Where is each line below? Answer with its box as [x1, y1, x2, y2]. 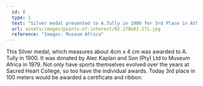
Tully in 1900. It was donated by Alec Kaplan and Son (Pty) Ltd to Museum [6, 55, 190, 62]
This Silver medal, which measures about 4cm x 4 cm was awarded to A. [6, 48, 188, 55]
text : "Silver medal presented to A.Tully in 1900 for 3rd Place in [11, 20, 188, 26]
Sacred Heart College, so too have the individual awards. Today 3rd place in [6, 67, 196, 74]
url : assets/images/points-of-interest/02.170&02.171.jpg [11, 25, 161, 32]
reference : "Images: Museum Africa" [11, 31, 104, 38]
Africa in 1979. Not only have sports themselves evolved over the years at [6, 61, 189, 68]
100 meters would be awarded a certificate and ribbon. [6, 74, 143, 81]
